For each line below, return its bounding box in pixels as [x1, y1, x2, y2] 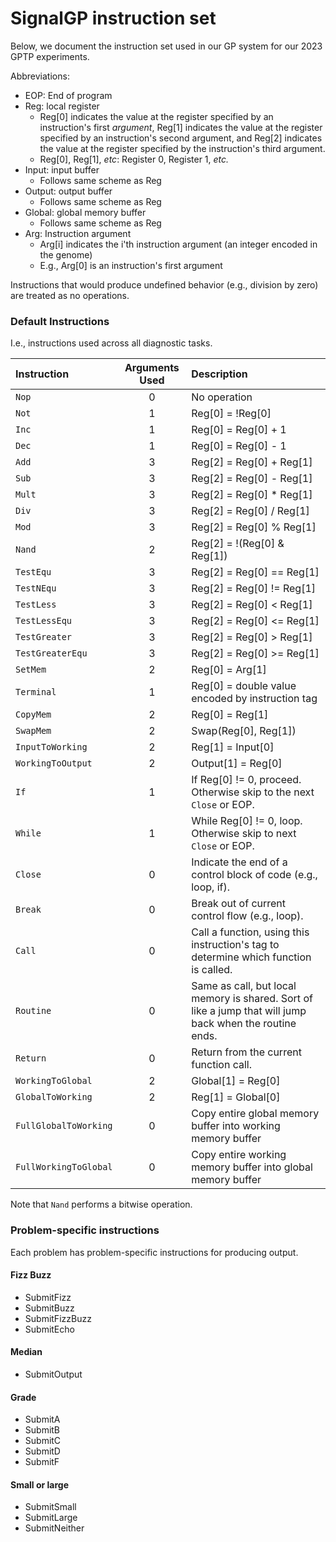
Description [191, 367, 248, 381]
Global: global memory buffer [24, 206, 147, 218]
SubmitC [24, 1435, 62, 1447]
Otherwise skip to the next [191, 785, 315, 799]
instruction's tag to [191, 938, 280, 952]
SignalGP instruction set [10, 7, 217, 30]
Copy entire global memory [191, 1107, 320, 1121]
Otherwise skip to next [191, 827, 297, 841]
